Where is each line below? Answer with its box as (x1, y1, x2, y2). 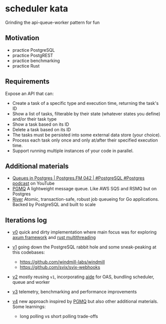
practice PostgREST (12, 52, 54, 58)
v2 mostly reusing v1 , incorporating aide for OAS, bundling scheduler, (12, 274, 155, 280)
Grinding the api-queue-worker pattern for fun (5, 19, 100, 25)
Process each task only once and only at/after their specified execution (12, 137, 158, 143)
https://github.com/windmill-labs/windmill (19, 259, 105, 265)
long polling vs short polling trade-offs (19, 314, 98, 320)
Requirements (5, 78, 50, 86)
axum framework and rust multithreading (12, 235, 96, 241)
